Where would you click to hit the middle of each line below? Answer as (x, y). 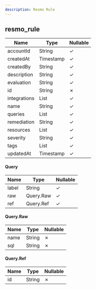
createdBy (19, 67)
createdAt (19, 59)
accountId (19, 51)
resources (19, 130)
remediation (21, 122)
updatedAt (19, 153)
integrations (21, 99)
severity (17, 138)
